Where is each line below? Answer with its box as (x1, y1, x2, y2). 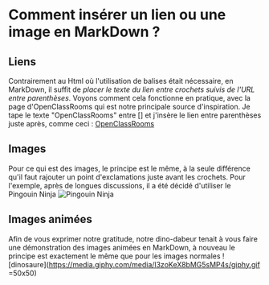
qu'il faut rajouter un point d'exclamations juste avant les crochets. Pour (8, 171, 247, 182)
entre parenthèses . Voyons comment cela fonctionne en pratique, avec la (8, 93, 251, 102)
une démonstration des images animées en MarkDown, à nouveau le (8, 242, 235, 252)
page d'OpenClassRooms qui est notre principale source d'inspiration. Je (8, 102, 251, 111)
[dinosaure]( (8, 259, 50, 269)
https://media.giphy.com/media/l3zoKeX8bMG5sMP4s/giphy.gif (48, 259, 261, 269)
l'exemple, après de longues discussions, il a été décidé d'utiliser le (8, 180, 231, 190)
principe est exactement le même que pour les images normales (8, 251, 221, 261)
